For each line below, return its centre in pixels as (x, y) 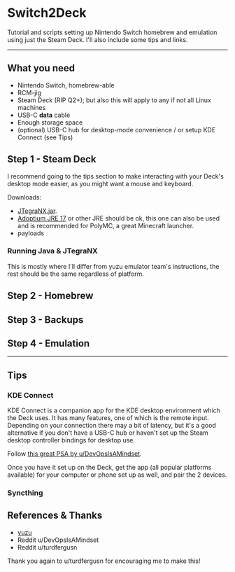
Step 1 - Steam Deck (52, 159)
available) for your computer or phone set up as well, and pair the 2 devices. (117, 475)
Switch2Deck (47, 13)
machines (31, 107)
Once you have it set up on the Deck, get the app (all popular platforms (109, 468)
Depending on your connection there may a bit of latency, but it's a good (112, 426)
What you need (41, 68)
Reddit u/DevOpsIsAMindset (58, 540)
